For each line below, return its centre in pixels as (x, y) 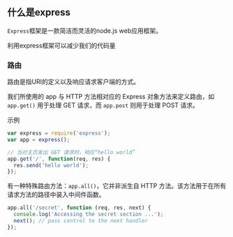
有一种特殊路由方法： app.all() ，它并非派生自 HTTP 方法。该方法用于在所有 (117, 186)
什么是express (39, 13)
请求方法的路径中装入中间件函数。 (56, 194)
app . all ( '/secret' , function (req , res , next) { (79, 208)
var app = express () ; (39, 139)
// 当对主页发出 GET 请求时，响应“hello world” (72, 152)
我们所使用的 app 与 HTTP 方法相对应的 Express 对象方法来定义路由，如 (111, 97)
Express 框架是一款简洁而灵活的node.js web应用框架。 (85, 31)
